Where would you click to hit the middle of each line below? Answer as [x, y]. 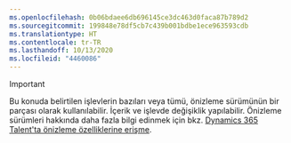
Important [27, 84]
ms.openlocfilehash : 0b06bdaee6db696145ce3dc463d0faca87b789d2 [129, 17]
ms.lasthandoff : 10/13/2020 [61, 51]
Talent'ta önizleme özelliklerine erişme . [81, 129]
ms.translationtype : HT [53, 34]
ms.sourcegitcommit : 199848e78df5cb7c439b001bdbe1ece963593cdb [129, 26]
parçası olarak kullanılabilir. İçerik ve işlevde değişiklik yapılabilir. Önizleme [145, 111]
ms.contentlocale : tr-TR [55, 42]
